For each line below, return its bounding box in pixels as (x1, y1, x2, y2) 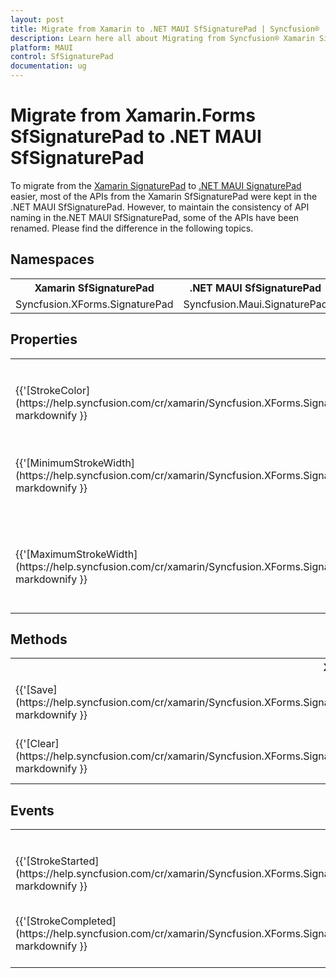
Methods (10, 631, 68, 648)
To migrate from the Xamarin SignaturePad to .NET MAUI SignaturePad (10, 179, 302, 191)
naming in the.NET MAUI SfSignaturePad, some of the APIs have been (10, 211, 300, 223)
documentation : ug (10, 61, 87, 71)
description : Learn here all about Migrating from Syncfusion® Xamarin (10, 33, 315, 43)
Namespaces (10, 251, 95, 268)
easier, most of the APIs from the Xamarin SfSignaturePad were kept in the (10, 190, 318, 202)
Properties (10, 331, 78, 348)
